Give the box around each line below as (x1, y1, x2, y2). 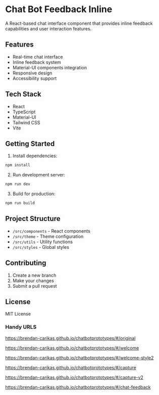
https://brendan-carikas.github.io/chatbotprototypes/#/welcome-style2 (5, 355, 154, 361)
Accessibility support (12, 75, 57, 81)
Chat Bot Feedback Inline (5, 4, 113, 15)
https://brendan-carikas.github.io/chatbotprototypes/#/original (5, 335, 136, 341)
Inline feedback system (12, 59, 62, 65)
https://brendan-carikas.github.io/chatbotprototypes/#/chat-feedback (5, 384, 151, 390)
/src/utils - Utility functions (12, 239, 73, 245)
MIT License (5, 311, 31, 317)
